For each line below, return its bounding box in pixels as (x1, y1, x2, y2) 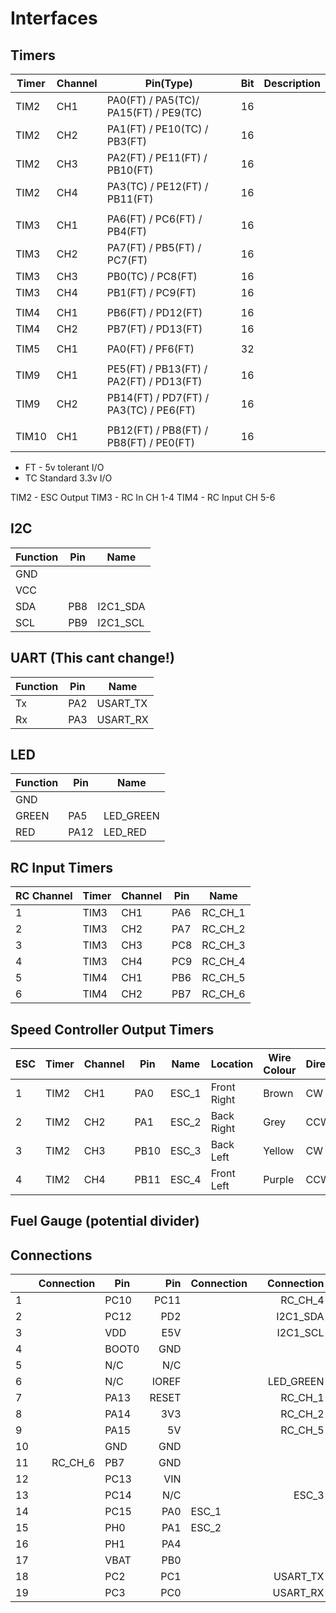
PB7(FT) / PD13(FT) (106, 322, 203, 336)
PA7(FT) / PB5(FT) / (106, 241, 202, 254)
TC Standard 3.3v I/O (24, 472, 113, 484)
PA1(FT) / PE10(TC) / (106, 122, 209, 136)
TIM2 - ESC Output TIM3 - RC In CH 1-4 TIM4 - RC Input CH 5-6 (10, 492, 276, 503)
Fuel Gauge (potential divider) (10, 1213, 200, 1230)
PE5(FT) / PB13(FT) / (106, 362, 208, 376)
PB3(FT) (106, 135, 148, 148)
